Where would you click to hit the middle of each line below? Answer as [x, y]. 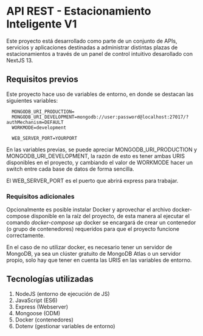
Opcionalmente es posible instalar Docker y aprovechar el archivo [89, 210]
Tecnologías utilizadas [50, 279]
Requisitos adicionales [40, 196]
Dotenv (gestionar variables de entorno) [65, 326]
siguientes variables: [32, 100]
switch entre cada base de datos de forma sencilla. [71, 169]
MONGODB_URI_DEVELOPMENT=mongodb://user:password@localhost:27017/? [100, 117]
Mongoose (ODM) [38, 313]
